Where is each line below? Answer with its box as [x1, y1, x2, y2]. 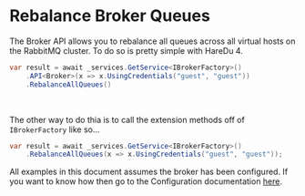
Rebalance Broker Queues [9, 5, 211, 26]
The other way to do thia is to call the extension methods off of [9, 114, 246, 125]
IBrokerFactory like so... [9, 124, 100, 135]
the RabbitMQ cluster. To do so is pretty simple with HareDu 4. [9, 45, 243, 56]
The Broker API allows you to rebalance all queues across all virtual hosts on [9, 36, 296, 46]
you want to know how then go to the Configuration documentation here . [9, 176, 283, 187]
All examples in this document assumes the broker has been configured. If [9, 166, 289, 178]
